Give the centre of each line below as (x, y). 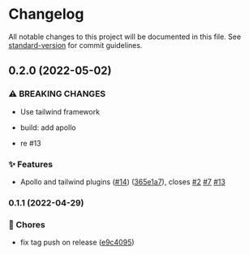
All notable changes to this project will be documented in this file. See (125, 37)
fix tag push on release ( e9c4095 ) (77, 242)
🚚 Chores (27, 224)
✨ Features (31, 164)
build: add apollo (48, 127)
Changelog (46, 14)
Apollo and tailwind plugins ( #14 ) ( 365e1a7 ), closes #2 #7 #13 (122, 182)
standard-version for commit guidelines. (75, 45)
